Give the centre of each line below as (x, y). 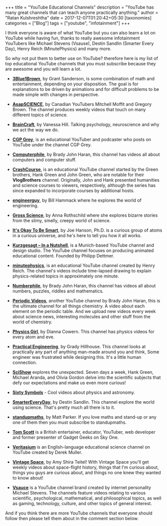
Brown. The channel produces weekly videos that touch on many (79, 110)
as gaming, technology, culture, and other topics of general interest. (82, 503)
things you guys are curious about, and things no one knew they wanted (86, 473)
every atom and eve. (33, 337)
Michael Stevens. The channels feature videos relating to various (79, 493)
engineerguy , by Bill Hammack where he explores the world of (77, 200)
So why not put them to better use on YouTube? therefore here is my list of (82, 58)
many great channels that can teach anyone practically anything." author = (82, 12)
